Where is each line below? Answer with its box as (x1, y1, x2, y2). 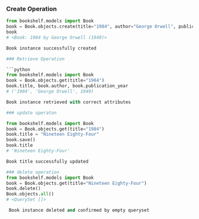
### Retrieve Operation (6, 55, 65, 62)
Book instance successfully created (6, 45, 97, 51)
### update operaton (6, 110, 57, 116)
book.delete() (6, 185, 41, 192)
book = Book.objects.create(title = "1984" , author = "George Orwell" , (6, 24, 176, 30)
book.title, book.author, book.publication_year (6, 83, 129, 89)
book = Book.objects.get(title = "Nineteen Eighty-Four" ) (6, 180, 147, 186)
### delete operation (6, 169, 60, 175)
